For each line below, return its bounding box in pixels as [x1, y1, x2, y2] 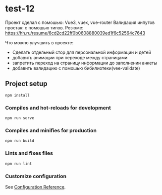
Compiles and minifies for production [5, 127, 97, 134]
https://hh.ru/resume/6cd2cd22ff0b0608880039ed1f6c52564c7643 [5, 30, 145, 36]
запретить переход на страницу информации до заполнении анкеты [12, 60, 158, 66]
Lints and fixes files [5, 150, 54, 157]
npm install [5, 93, 30, 97]
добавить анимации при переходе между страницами [12, 54, 128, 60]
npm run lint [5, 161, 32, 166]
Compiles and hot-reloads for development [5, 104, 111, 111]
